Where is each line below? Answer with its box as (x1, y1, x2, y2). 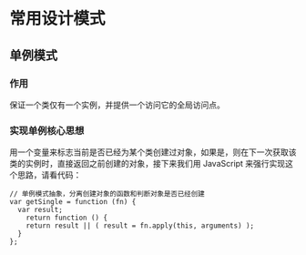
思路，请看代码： (16, 169, 82, 180)
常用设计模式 (9, 8, 107, 29)
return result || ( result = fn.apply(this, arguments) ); (25, 221, 255, 230)
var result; (17, 206, 64, 215)
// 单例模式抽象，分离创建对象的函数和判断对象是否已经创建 (9, 189, 205, 199)
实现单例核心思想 (9, 124, 85, 137)
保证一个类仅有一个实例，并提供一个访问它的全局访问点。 (9, 99, 225, 110)
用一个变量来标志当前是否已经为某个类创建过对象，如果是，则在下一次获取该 (9, 147, 297, 158)
